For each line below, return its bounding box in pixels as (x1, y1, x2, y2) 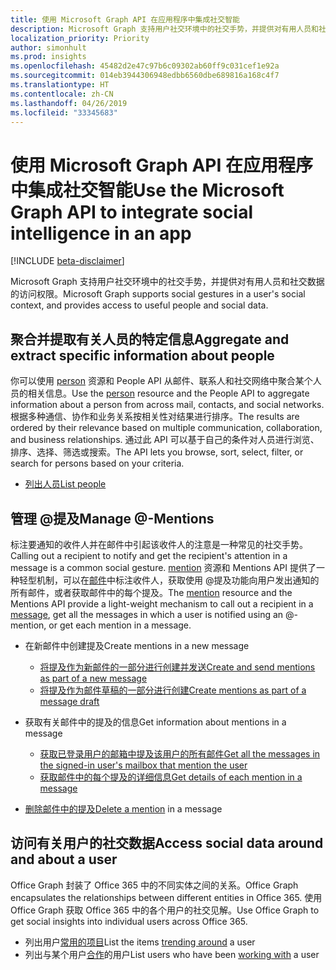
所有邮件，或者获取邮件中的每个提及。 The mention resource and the (10, 586, 293, 598)
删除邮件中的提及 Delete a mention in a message (24, 802, 223, 815)
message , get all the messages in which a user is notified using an (10, 608, 284, 620)
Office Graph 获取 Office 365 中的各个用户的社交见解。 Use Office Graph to (10, 904, 320, 916)
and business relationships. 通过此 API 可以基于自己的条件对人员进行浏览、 (10, 434, 320, 446)
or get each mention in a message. (48, 619, 192, 631)
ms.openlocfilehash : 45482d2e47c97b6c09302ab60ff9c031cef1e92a (10, 61, 280, 71)
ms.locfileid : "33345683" (10, 107, 118, 118)
